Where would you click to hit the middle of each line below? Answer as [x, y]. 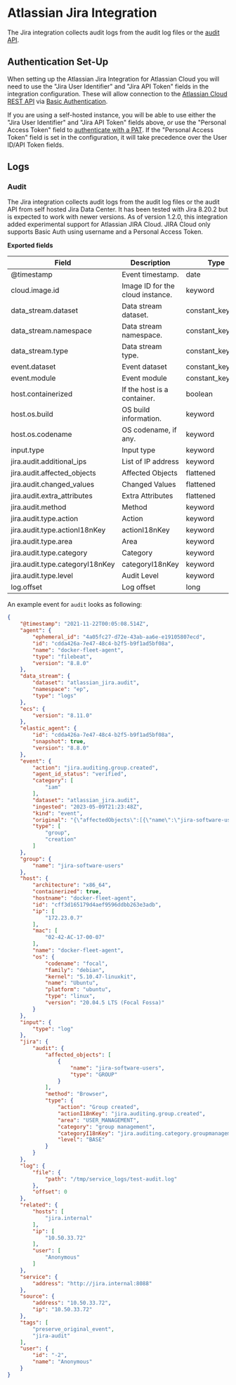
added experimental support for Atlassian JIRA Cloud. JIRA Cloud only [109, 224]
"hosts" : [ [48, 1212]
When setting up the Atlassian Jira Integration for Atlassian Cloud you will [113, 79]
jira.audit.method [39, 507]
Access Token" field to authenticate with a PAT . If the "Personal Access [111, 130]
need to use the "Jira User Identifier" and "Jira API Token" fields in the [108, 86]
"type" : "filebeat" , [63, 657]
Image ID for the [148, 286]
